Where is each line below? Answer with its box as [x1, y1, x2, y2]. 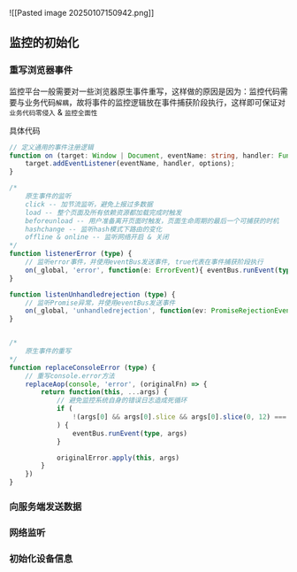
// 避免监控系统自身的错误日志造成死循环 [56, 396, 187, 406]
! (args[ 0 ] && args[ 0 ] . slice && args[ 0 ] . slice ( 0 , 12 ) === [72, 413, 287, 421]
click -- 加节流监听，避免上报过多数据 [25, 199, 153, 209]
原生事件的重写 [25, 347, 72, 356]
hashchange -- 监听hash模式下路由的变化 [25, 225, 163, 234]
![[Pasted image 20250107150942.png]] [9, 8, 155, 18]
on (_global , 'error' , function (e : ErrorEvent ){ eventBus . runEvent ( [25, 266, 278, 274]
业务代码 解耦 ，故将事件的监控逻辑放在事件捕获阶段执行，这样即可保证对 [24, 97, 286, 107]
